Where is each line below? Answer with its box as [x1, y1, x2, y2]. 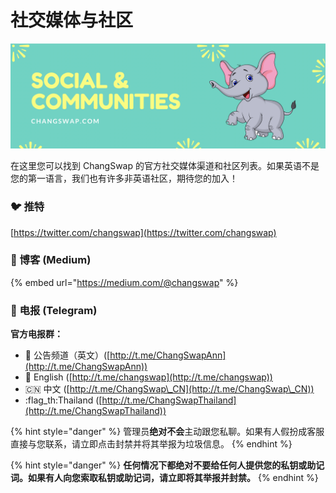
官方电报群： [10, 328, 63, 340]
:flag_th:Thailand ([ [24, 394, 103, 406]
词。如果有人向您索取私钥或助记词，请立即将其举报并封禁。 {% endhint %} [10, 472, 319, 484]
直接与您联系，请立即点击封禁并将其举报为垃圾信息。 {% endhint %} [10, 438, 293, 450]
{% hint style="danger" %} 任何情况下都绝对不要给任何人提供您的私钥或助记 [10, 459, 325, 471]
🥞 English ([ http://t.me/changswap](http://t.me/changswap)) [24, 371, 273, 383]
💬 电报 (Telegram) [10, 303, 98, 317]
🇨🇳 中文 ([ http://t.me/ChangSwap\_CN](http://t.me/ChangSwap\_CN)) [24, 383, 315, 395]
